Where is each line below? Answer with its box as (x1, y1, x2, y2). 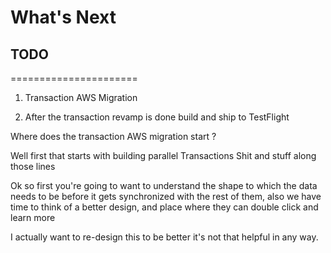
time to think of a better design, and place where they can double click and (10, 201, 319, 213)
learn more (10, 212, 56, 223)
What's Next (10, 6, 117, 29)
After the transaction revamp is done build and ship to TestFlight (24, 111, 290, 123)
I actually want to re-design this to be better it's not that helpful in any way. (10, 231, 319, 243)
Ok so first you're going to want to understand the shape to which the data (10, 180, 318, 191)
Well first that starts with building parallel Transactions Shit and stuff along (10, 150, 317, 161)
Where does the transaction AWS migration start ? (10, 131, 217, 142)
